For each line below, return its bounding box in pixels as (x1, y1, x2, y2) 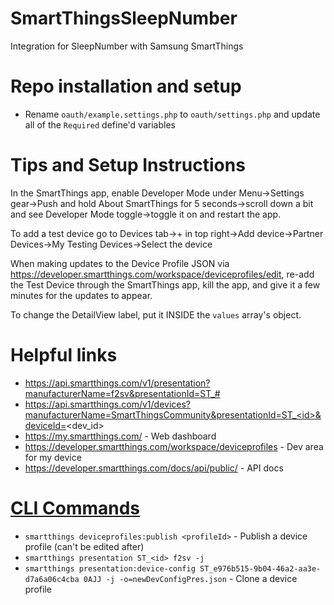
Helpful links (10, 344, 118, 366)
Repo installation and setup (10, 75, 242, 98)
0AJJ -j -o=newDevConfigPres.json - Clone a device (83, 572, 298, 584)
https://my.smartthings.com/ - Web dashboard (24, 430, 217, 442)
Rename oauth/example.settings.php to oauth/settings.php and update (24, 108, 321, 120)
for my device (24, 451, 82, 463)
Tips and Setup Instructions (10, 154, 246, 177)
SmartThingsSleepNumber (10, 7, 238, 30)
